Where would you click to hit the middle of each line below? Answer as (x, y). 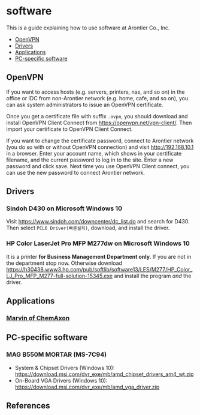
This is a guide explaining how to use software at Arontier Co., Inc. (88, 28)
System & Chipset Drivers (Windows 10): (65, 368)
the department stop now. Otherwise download (64, 263)
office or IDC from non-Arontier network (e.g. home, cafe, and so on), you (97, 98)
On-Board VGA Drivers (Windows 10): (61, 380)
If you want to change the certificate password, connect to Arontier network (100, 141)
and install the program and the (152, 276)
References (28, 406)
